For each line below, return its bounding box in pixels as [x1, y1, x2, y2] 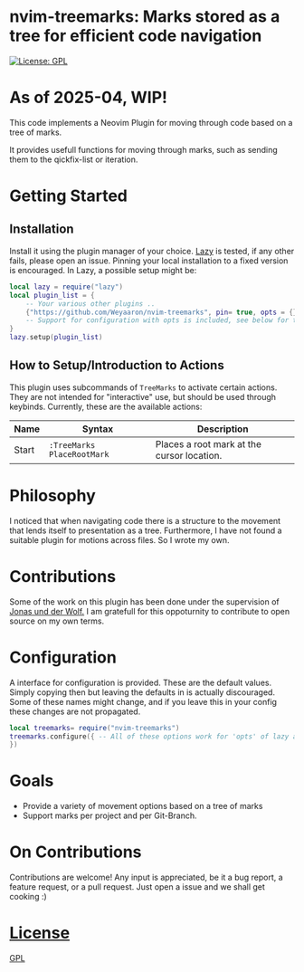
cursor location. [155, 449, 223, 462]
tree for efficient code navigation [9, 25, 262, 46]
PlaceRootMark [48, 449, 110, 459]
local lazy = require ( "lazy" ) [9, 282, 124, 291]
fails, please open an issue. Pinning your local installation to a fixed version [9, 255, 289, 266]
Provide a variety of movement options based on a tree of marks [22, 801, 263, 812]
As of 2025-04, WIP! [9, 88, 168, 108]
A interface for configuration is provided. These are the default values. [9, 677, 272, 688]
